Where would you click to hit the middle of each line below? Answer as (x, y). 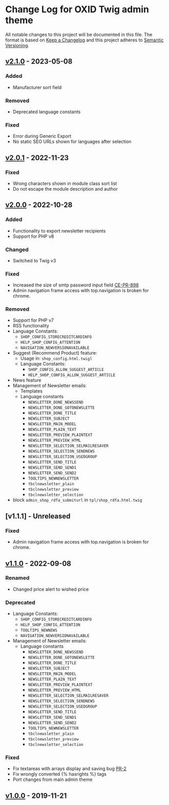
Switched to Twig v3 (34, 260)
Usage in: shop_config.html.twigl (56, 358)
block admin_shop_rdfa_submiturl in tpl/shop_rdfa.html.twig (77, 500)
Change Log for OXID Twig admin (77, 9)
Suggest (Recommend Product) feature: (55, 353)
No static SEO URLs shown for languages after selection (72, 141)
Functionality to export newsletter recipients (59, 231)
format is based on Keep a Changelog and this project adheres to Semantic (84, 40)
